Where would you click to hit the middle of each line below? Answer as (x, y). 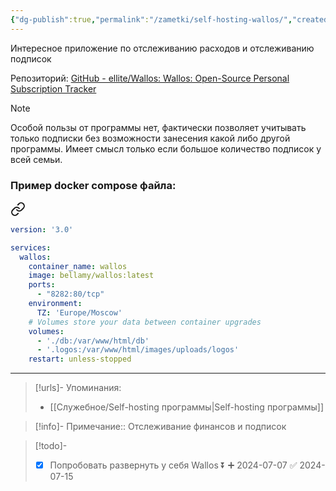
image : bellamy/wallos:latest (91, 276)
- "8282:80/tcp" (70, 294)
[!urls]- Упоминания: (78, 388)
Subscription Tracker (53, 88)
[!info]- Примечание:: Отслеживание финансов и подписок (160, 427)
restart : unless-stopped (80, 359)
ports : (42, 285)
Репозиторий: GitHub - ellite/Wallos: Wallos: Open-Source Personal (150, 78)
